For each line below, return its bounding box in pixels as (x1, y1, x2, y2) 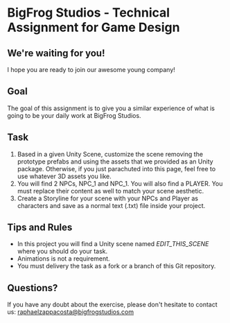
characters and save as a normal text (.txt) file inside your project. (17, 201, 206, 209)
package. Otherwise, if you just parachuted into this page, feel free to (17, 164, 216, 173)
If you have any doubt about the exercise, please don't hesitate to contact (7, 300, 218, 309)
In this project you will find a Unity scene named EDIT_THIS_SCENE (17, 240, 209, 248)
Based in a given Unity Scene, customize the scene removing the (17, 150, 203, 158)
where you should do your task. (17, 247, 108, 256)
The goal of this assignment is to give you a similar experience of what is (7, 104, 215, 112)
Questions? (7, 282, 58, 294)
